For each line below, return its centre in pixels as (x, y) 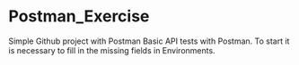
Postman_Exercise (79, 16)
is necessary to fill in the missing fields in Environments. (112, 50)
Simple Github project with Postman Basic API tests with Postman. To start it (149, 41)
